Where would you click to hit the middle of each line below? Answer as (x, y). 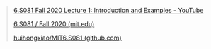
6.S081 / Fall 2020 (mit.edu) (54, 24)
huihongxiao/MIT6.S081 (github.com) (67, 38)
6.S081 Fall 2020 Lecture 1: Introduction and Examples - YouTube (108, 10)
